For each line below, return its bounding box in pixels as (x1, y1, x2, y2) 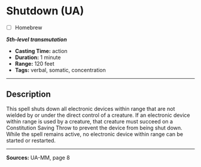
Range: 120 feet (14, 60, 55, 67)
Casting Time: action (14, 48, 68, 54)
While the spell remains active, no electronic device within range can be (6, 130, 184, 138)
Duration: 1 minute (14, 54, 61, 61)
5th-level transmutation (6, 36, 67, 43)
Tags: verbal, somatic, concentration (14, 67, 106, 73)
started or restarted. (6, 137, 56, 144)
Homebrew (14, 24, 42, 31)
